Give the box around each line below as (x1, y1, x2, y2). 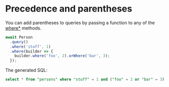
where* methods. (5, 25, 42, 31)
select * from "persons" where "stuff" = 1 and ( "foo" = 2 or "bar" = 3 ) (5, 77, 165, 82)
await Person (5, 35, 33, 40)
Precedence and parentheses (5, 3, 132, 15)
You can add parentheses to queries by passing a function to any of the (5, 20, 155, 26)
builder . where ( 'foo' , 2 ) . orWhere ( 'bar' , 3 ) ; (14, 53, 110, 58)
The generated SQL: (5, 67, 48, 73)
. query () (10, 39, 28, 44)
